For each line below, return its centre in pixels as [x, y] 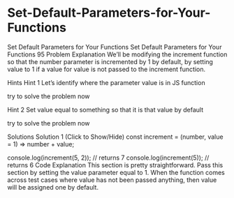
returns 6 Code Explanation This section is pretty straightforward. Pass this [115, 165]
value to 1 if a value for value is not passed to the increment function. [107, 69]
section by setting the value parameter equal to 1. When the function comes [116, 172]
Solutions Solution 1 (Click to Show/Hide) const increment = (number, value [115, 137]
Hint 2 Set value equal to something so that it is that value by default [105, 109]
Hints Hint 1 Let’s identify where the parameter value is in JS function [106, 82]
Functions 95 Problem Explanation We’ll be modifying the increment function [117, 54]
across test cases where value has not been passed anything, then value [112, 180]
